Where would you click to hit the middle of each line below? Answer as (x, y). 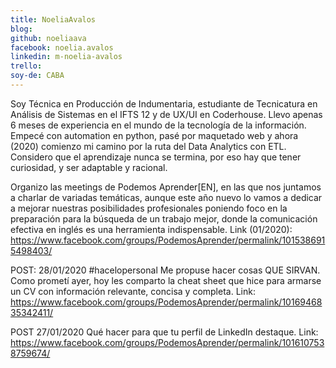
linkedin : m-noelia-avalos (66, 57)
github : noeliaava (48, 38)
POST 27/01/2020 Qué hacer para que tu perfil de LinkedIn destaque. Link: (164, 332)
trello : (26, 66)
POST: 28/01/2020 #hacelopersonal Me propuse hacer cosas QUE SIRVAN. (165, 270)
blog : (21, 29)
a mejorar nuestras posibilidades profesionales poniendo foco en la (149, 208)
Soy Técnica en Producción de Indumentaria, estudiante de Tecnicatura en (164, 103)
